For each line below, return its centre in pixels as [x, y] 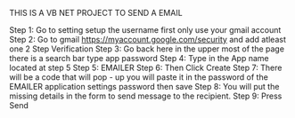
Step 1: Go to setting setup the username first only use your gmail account [145, 30]
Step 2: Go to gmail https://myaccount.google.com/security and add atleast [148, 39]
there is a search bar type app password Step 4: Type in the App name [139, 58]
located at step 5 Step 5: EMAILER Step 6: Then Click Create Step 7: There [146, 67]
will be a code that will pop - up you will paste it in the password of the [139, 77]
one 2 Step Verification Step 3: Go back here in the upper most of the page [147, 49]
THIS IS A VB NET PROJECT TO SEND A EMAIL [96, 13]
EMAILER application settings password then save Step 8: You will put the [144, 87]
